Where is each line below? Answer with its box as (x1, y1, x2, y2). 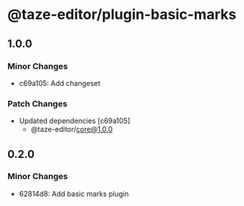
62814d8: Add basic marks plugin (18, 189, 129, 198)
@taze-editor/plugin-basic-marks (7, 6, 237, 24)
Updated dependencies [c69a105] (18, 116, 131, 125)
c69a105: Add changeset (18, 78, 101, 88)
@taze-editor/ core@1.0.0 (30, 125, 113, 134)
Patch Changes (7, 98, 68, 109)
